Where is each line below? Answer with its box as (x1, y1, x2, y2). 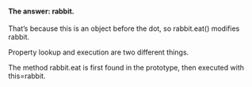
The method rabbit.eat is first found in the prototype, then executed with (8, 63, 244, 73)
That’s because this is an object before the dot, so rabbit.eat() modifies (8, 24, 240, 33)
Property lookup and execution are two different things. (8, 47, 189, 57)
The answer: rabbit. (8, 6, 75, 16)
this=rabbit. (8, 71, 46, 81)
